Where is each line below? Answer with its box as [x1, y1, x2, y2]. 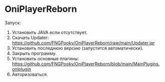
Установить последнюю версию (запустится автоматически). [11, 45, 144, 51]
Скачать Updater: [11, 35, 49, 41]
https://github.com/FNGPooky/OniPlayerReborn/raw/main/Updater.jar [11, 40, 155, 45]
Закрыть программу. [11, 50, 57, 56]
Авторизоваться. [11, 71, 48, 77]
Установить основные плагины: [11, 55, 79, 61]
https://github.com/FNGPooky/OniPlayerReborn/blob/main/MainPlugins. [11, 61, 160, 67]
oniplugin [11, 66, 31, 72]
